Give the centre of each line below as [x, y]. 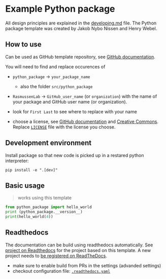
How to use [23, 45]
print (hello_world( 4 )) [29, 217]
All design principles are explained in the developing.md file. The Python [81, 23]
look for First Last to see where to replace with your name [75, 111]
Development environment [48, 143]
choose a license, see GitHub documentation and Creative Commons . [86, 121]
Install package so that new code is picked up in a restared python [75, 155]
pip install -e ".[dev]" [31, 170]
